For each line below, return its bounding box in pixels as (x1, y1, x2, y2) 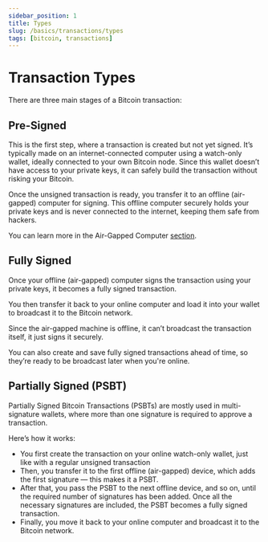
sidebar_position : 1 (8, 11, 78, 20)
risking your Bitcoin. (8, 174, 75, 183)
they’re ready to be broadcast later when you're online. (8, 356, 190, 365)
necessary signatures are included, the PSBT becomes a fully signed (19, 499, 248, 510)
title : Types (8, 19, 52, 27)
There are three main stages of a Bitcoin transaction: (8, 96, 182, 105)
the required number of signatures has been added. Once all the (19, 491, 233, 501)
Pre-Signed (8, 118, 67, 132)
